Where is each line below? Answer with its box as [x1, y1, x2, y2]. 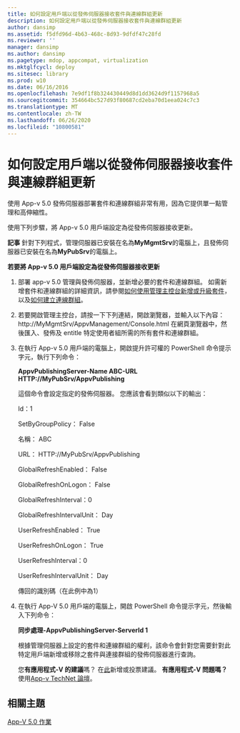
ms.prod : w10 [7, 76, 46, 84]
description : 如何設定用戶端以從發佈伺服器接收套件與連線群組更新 [7, 17, 182, 24]
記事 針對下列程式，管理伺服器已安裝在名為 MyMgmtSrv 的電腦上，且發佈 [7, 239, 223, 247]
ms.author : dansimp [7, 51, 66, 58]
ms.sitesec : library [7, 70, 69, 77]
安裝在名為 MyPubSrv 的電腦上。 [26, 247, 121, 256]
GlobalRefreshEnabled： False [17, 465, 107, 474]
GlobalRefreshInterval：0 [17, 496, 93, 504]
